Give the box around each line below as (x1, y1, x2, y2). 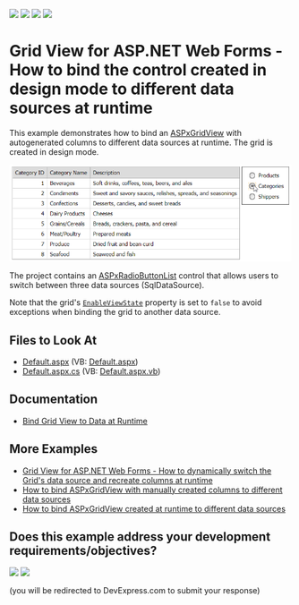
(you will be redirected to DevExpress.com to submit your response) (9, 585, 261, 596)
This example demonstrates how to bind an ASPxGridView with (9, 127, 242, 138)
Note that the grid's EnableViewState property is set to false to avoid (9, 297, 262, 308)
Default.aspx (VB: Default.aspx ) (21, 356, 139, 367)
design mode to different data (9, 79, 235, 99)
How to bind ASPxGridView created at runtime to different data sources (21, 503, 286, 514)
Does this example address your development (9, 529, 271, 544)
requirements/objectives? (9, 542, 158, 558)
